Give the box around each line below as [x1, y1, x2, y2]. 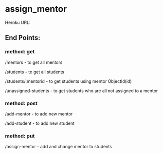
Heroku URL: [5, 19, 31, 25]
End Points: [5, 34, 40, 42]
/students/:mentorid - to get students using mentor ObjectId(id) [5, 78, 132, 84]
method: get [5, 48, 35, 55]
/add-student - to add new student [5, 120, 74, 126]
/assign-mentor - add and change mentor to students [5, 144, 112, 150]
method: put [5, 133, 35, 139]
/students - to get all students [5, 69, 65, 75]
